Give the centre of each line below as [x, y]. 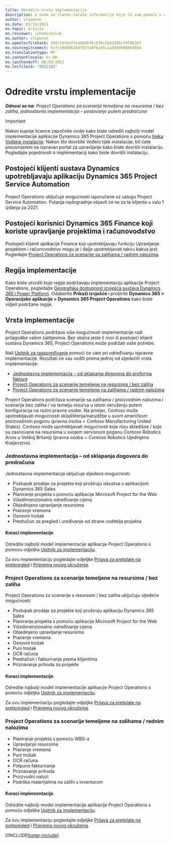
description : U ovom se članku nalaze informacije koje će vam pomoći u [83, 15]
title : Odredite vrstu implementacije [46, 10]
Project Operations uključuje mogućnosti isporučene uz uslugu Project [79, 197]
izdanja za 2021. [22, 207]
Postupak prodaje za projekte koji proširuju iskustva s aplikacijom [81, 483]
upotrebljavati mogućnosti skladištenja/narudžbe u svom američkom [76, 416]
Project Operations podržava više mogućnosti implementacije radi [74, 332]
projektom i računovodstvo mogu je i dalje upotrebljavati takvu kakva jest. [82, 249]
